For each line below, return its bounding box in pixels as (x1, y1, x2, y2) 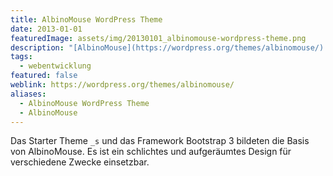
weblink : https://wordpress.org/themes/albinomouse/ (10, 80, 235, 90)
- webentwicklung (19, 61, 92, 71)
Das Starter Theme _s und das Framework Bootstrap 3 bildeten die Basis (10, 135, 310, 147)
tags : (10, 52, 33, 62)
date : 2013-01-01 (10, 24, 83, 34)
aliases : (10, 89, 47, 99)
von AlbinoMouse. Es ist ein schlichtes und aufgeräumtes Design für (10, 146, 292, 158)
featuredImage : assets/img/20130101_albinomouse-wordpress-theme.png (10, 33, 307, 43)
